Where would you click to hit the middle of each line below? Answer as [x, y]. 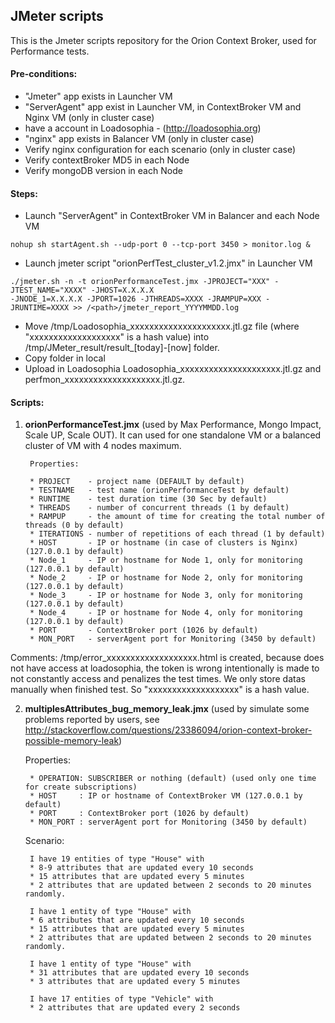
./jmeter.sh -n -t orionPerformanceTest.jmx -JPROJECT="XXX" [140, 282]
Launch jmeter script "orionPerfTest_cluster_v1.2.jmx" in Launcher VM [168, 263]
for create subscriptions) [81, 787]
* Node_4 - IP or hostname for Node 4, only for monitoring [166, 613]
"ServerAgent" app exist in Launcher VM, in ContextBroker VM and [163, 107]
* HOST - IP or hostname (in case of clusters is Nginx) [164, 543]
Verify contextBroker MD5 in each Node [107, 160]
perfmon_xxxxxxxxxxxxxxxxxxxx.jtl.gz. [105, 380]
